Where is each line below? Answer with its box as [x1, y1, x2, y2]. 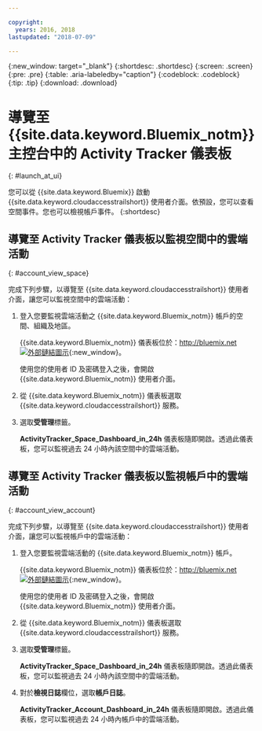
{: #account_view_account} [8, 505, 96, 515]
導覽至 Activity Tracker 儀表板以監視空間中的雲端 [8, 232, 249, 246]
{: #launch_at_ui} [8, 171, 63, 181]
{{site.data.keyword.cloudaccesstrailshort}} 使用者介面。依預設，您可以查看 [8, 198, 254, 207]
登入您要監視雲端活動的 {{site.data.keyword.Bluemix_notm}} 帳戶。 [19, 548, 237, 557]
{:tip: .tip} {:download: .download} [8, 78, 118, 87]
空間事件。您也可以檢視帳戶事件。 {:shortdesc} [8, 207, 161, 216]
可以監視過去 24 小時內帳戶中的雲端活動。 [46, 714, 184, 724]
